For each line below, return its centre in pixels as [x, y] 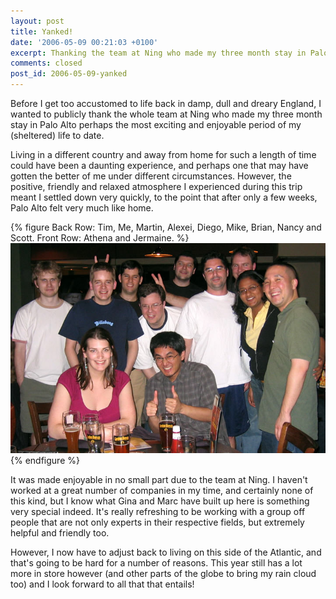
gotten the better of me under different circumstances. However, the [151, 176]
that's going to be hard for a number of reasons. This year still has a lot [156, 563]
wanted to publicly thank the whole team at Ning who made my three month [166, 114]
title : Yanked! [42, 31]
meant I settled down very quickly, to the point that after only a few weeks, [164, 197]
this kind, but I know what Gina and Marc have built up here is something [160, 501]
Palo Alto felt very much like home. [82, 208]
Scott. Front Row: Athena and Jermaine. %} [100, 238]
